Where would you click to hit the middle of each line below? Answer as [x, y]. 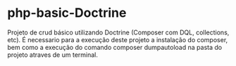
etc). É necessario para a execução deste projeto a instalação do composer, [118, 39]
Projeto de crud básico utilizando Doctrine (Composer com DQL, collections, [118, 32]
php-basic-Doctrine [67, 13]
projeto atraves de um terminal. [53, 55]
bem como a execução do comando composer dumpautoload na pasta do [115, 47]
